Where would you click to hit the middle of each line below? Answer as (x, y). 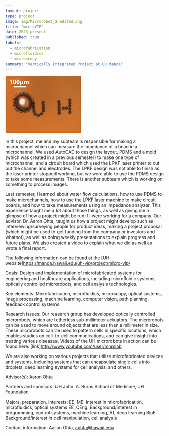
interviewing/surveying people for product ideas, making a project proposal (84, 227)
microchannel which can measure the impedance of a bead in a (71, 147)
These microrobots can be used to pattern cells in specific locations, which (83, 330)
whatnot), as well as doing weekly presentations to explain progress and (80, 237)
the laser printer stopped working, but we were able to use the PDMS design (85, 174)
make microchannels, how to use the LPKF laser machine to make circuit (81, 200)
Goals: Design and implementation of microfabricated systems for (74, 273)
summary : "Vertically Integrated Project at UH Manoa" (64, 64)
